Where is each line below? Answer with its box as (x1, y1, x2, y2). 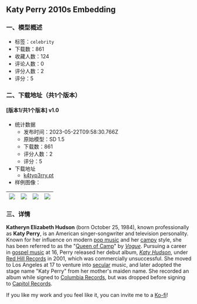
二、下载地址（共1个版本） (6, 91, 81, 99)
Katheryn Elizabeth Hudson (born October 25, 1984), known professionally (6, 224, 189, 231)
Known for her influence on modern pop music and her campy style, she (6, 236, 182, 243)
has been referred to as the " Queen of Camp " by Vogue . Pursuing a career (6, 243, 187, 250)
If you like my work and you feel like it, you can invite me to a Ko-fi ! (6, 292, 169, 299)
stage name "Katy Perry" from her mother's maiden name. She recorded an (6, 267, 189, 275)
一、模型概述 (6, 24, 43, 32)
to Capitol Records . (6, 280, 53, 288)
